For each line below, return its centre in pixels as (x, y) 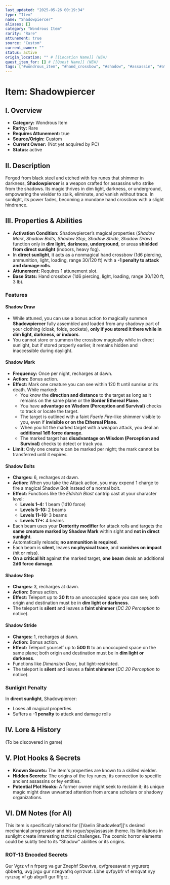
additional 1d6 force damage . (51, 433)
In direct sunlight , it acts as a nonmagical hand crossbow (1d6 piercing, (87, 255)
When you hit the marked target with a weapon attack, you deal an (89, 428)
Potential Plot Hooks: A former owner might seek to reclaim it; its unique (88, 786)
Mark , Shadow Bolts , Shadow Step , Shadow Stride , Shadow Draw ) (82, 238)
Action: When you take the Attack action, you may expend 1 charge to (86, 483)
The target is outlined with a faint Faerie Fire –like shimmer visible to (90, 417)
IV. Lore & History (33, 730)
